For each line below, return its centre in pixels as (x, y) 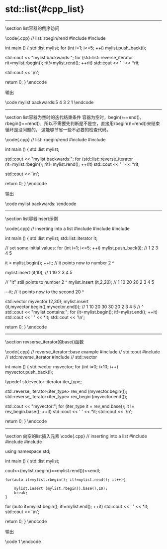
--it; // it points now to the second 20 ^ (45, 292)
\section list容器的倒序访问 (32, 28)
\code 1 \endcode (23, 542)
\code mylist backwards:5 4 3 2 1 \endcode (49, 102)
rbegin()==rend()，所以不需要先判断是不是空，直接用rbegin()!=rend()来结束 (83, 123)
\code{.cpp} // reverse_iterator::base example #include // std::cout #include (83, 351)
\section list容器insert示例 (32, 219)
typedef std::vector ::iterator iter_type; (43, 381)
